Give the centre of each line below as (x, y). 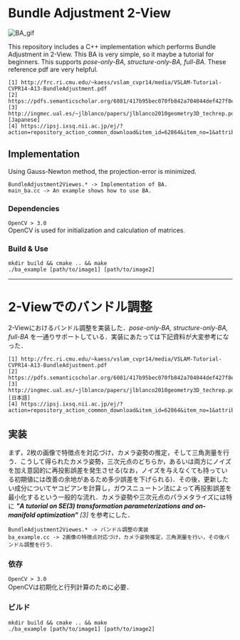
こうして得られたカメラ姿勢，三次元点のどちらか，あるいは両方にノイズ (126, 462)
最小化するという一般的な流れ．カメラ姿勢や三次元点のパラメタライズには (117, 497)
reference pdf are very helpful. (53, 69)
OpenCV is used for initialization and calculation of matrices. (97, 230)
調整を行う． (40, 545)
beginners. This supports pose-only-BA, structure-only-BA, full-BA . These (117, 61)
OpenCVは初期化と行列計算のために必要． (71, 587)
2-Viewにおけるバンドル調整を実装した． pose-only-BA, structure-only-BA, (118, 328)
